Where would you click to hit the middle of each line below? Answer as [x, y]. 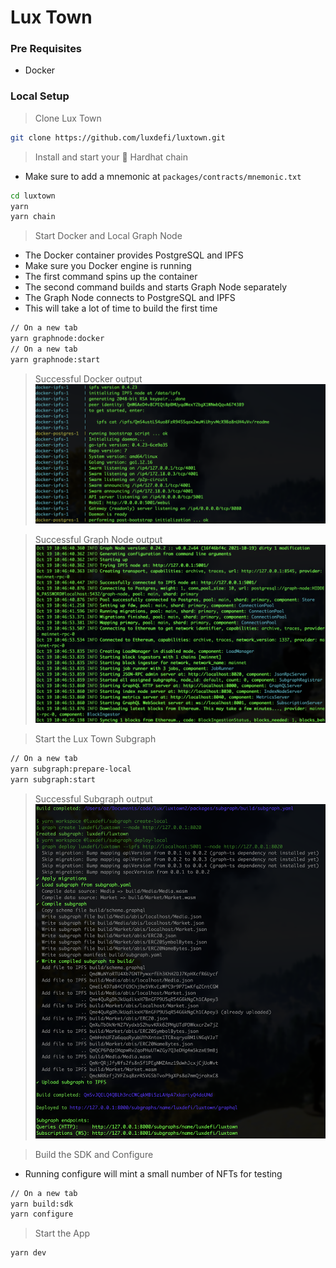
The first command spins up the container [111, 277]
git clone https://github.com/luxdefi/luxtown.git [118, 137]
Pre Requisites [46, 49]
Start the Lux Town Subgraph [95, 739]
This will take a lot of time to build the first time [121, 308]
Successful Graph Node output [98, 539]
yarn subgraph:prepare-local [71, 769]
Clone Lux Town [68, 118]
